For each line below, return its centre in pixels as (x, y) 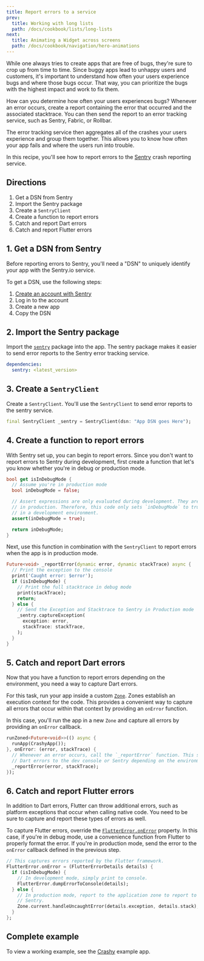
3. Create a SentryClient (53, 389)
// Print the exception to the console (62, 570)
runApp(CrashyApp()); (39, 744)
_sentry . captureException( (51, 615)
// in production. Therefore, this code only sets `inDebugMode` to (100, 507)
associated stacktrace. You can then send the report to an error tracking (97, 114)
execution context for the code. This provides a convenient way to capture (100, 702)
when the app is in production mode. (52, 553)
